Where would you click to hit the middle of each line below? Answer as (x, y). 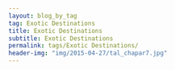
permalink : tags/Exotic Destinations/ (73, 46)
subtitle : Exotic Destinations (61, 38)
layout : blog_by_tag (43, 16)
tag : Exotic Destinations (52, 23)
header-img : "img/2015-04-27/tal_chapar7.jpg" (88, 53)
